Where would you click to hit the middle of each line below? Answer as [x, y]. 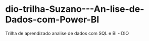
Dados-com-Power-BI [52, 20]
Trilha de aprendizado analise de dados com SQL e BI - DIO [67, 33]
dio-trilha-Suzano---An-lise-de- [75, 9]
